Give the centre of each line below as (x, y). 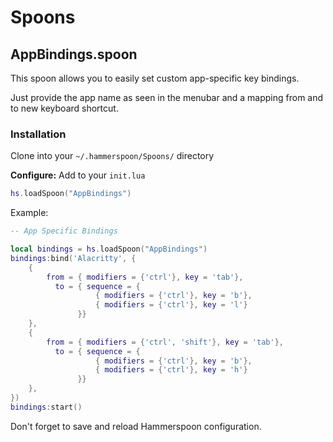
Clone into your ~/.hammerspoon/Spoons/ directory (112, 156)
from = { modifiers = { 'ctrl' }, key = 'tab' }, (145, 277)
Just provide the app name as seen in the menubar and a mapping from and (167, 97)
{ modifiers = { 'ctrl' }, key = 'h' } (171, 370)
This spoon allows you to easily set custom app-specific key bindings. (155, 78)
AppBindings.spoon (74, 54)
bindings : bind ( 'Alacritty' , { (73, 258)
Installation (38, 134)
